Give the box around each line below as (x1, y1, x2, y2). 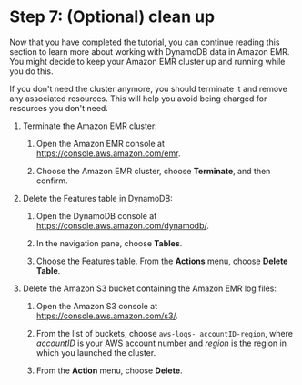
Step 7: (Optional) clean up (9, 6, 216, 27)
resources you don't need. (9, 102, 109, 113)
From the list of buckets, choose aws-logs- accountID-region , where (35, 328, 294, 338)
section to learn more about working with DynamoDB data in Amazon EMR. (9, 46, 290, 57)
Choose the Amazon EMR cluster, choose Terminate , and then (35, 165, 271, 176)
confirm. (35, 175, 68, 186)
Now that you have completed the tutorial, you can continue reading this (9, 36, 280, 47)
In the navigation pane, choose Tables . (35, 237, 183, 248)
